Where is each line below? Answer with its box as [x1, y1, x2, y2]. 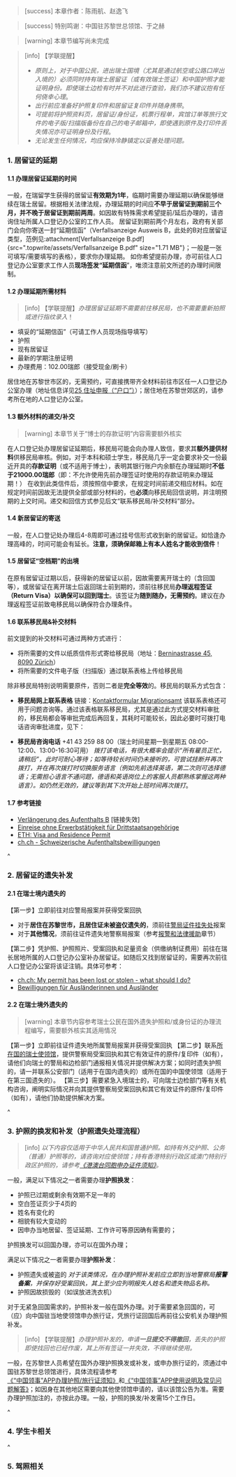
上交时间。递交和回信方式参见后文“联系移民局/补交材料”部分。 [19, 496, 199, 505]
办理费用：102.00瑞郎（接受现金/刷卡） [17, 363, 131, 371]
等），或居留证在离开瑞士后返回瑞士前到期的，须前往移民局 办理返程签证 [7, 582, 212, 591]
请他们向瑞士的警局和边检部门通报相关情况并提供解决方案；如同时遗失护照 [7, 1058, 221, 1067]
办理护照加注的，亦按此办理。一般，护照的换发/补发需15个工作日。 [7, 1393, 200, 1402]
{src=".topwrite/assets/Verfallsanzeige [7, 244, 119, 252]
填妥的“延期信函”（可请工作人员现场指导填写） [17, 328, 152, 336]
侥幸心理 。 [40, 92, 72, 101]
